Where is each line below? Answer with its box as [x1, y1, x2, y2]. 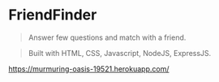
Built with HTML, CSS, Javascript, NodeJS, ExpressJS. [28, 48, 212, 58]
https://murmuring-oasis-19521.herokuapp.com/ [8, 63, 170, 74]
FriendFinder [8, 6, 97, 24]
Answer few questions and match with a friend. [28, 32, 187, 42]
